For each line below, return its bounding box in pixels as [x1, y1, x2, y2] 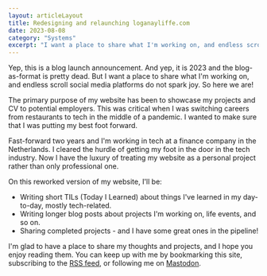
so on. [19, 218, 41, 227]
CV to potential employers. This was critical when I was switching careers [8, 104, 250, 114]
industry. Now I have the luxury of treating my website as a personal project [8, 153, 257, 163]
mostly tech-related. [44, 200, 112, 211]
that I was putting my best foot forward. [8, 121, 137, 130]
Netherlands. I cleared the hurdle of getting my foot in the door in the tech [8, 145, 250, 154]
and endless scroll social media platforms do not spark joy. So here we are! [8, 80, 254, 90]
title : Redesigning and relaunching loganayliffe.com [8, 19, 191, 27]
